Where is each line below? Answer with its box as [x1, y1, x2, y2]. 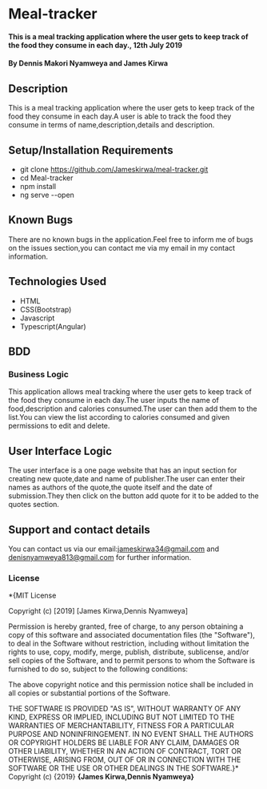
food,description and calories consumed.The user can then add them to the [8, 404, 257, 413]
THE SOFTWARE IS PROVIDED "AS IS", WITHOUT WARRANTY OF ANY [8, 704, 241, 714]
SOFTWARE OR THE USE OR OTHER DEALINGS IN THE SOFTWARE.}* [8, 763, 239, 773]
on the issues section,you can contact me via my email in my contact [8, 243, 236, 252]
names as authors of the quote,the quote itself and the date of [8, 482, 213, 493]
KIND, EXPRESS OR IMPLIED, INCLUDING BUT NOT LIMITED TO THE [8, 712, 235, 722]
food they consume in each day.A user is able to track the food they [8, 111, 232, 121]
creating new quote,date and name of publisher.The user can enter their [8, 474, 245, 484]
